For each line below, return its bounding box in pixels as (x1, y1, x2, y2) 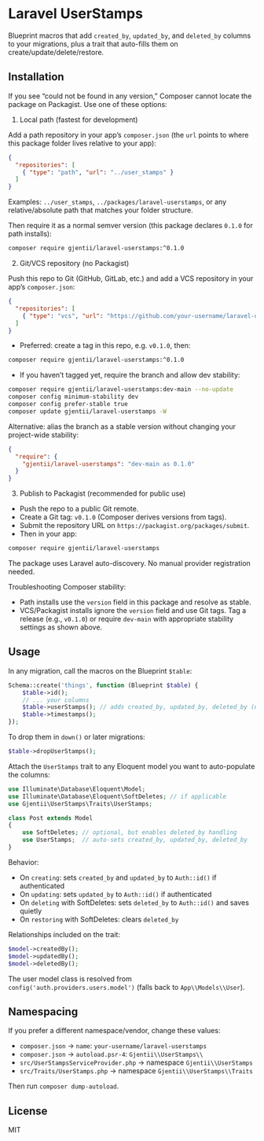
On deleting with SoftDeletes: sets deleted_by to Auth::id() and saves (19, 898, 250, 907)
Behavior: (8, 857, 39, 866)
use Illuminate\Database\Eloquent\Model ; (8, 785, 146, 793)
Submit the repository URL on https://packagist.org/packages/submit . (19, 521, 250, 530)
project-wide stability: (8, 430, 79, 439)
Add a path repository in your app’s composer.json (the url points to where (8, 130, 249, 139)
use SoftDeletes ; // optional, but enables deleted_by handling (22, 829, 237, 836)
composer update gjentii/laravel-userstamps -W (8, 407, 167, 415)
